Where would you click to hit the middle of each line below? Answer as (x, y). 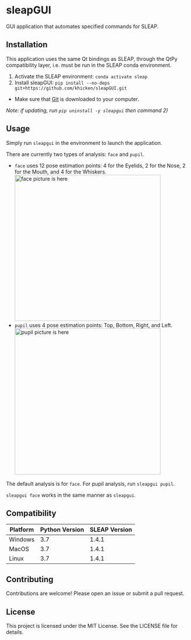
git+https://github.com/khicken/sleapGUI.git (70, 88)
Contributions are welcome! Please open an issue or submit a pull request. (95, 593)
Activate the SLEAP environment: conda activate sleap (81, 76)
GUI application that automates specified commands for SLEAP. (82, 26)
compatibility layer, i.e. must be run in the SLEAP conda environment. (89, 65)
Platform (22, 530)
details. (15, 632)
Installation (27, 45)
